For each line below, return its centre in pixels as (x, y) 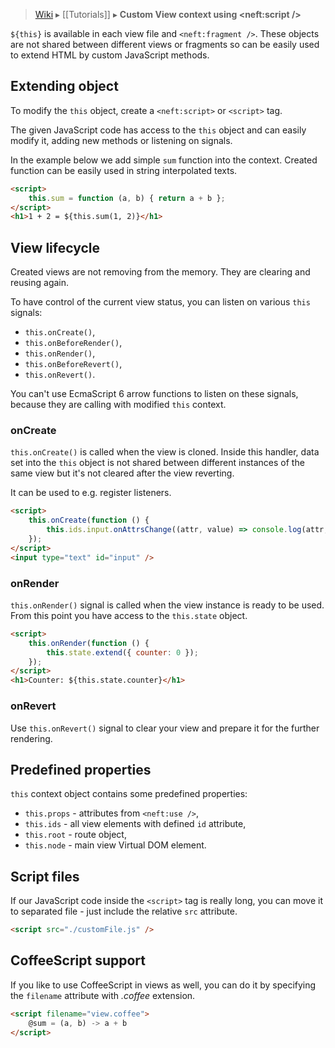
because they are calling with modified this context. (118, 405)
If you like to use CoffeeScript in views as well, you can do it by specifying (163, 985)
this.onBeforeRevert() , (73, 364)
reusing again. (40, 283)
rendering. (31, 738)
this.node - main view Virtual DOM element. (115, 845)
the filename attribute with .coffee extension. (103, 995)
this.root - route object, (75, 835)
